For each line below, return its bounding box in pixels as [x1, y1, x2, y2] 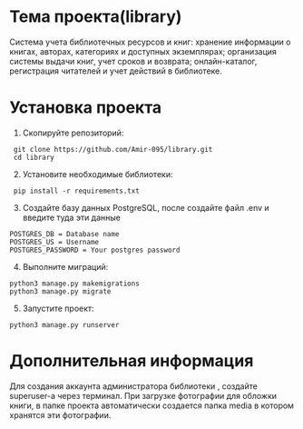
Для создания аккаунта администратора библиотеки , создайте [9, 380, 259, 392]
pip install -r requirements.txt [13, 186, 141, 195]
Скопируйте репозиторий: [22, 127, 124, 138]
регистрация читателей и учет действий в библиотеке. [9, 65, 222, 76]
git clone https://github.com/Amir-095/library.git [13, 145, 213, 154]
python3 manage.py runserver [9, 320, 120, 329]
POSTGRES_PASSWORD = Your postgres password [9, 245, 181, 254]
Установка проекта [9, 97, 162, 118]
